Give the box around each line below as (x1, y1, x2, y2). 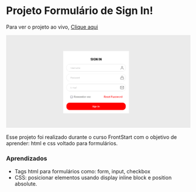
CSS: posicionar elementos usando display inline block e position (14, 174, 172, 181)
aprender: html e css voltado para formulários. (6, 140, 118, 147)
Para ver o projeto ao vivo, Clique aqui (6, 23, 98, 30)
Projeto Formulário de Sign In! (6, 4, 153, 18)
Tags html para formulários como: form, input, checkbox (14, 167, 151, 174)
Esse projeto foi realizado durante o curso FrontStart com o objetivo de (6, 134, 177, 141)
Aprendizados (6, 155, 47, 163)
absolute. (14, 180, 37, 187)
